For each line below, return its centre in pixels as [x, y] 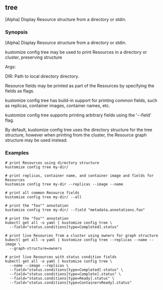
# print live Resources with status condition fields [61, 257]
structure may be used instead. [36, 140]
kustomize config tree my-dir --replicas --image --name [64, 184]
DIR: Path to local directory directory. [42, 76]
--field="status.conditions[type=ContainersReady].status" [71, 283]
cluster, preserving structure [34, 57]
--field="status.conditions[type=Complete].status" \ [65, 274]
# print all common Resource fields [42, 193]
